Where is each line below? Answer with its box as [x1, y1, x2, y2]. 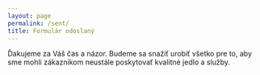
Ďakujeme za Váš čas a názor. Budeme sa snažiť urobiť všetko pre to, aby [7, 49, 252, 59]
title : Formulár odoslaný [7, 27, 94, 35]
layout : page [7, 11, 52, 20]
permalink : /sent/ [7, 19, 69, 27]
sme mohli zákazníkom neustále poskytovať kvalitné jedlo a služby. [7, 57, 231, 67]
